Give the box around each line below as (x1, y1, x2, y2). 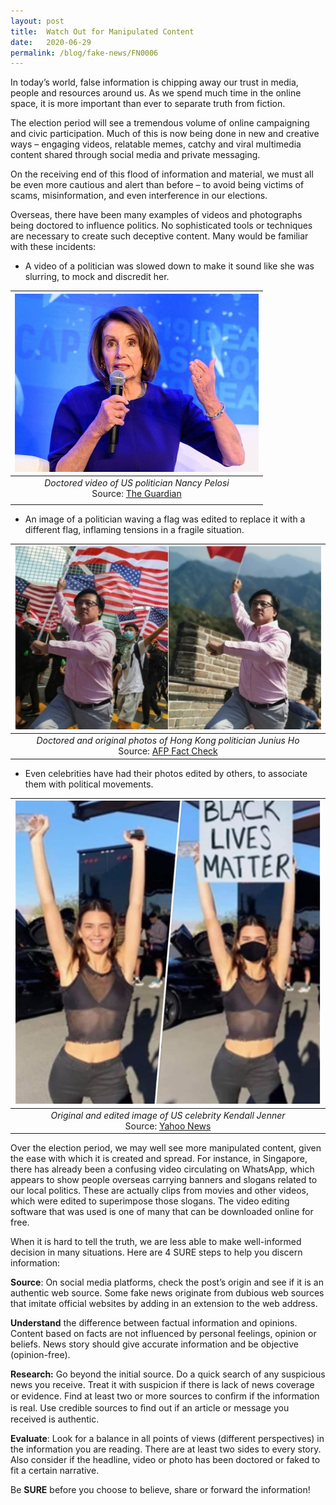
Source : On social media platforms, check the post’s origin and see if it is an (10, 1276, 324, 1289)
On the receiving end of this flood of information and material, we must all (10, 168, 314, 180)
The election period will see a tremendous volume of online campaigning (10, 117, 310, 129)
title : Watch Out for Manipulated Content (10, 26, 195, 37)
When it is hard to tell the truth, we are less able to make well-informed (10, 1236, 302, 1248)
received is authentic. (10, 1413, 100, 1425)
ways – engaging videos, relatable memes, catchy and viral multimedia (10, 138, 302, 150)
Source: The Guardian (91, 488, 182, 499)
